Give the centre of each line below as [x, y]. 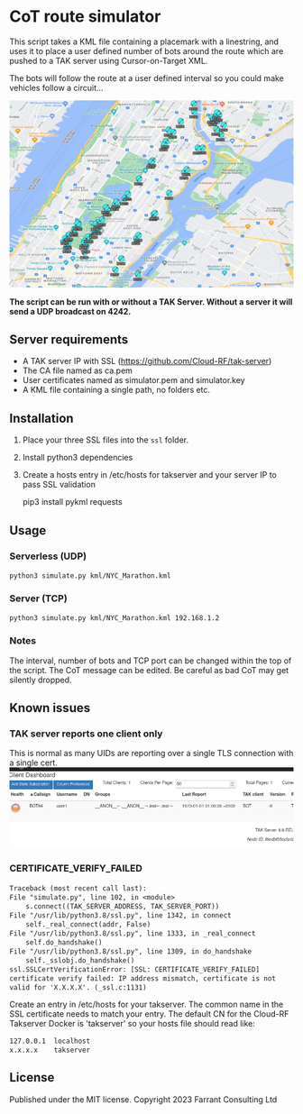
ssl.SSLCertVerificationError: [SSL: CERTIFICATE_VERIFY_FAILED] [134, 969]
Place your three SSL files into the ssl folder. [106, 440]
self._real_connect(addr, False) [88, 924]
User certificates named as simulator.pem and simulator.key [133, 380]
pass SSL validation [59, 485]
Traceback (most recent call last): [78, 888]
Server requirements [69, 340]
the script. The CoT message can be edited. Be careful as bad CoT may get [149, 670]
